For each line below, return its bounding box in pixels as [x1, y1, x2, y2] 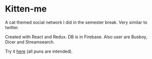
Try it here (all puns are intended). [5, 48, 73, 54]
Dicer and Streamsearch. [5, 39, 55, 44]
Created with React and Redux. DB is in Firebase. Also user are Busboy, [5, 34, 148, 40]
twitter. [5, 24, 19, 30]
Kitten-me [5, 3, 47, 15]
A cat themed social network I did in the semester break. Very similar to [5, 19, 148, 25]
